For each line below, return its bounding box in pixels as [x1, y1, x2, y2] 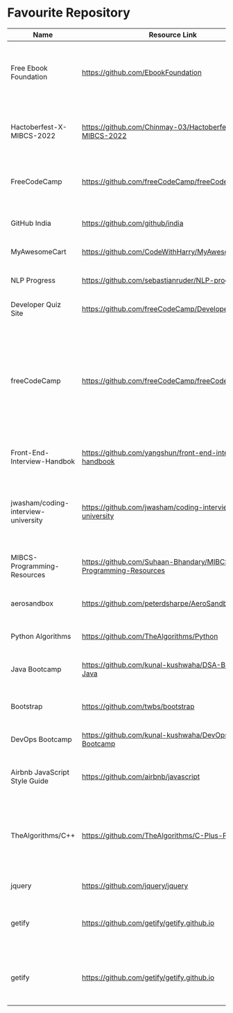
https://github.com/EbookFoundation [82, 67, 202, 77]
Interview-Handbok [10, 456, 76, 466]
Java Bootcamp [10, 664, 62, 673]
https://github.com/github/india [82, 218, 184, 228]
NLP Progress [10, 275, 55, 285]
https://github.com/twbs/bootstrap [82, 701, 195, 711]
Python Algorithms [10, 631, 71, 641]
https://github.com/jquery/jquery [82, 881, 189, 890]
